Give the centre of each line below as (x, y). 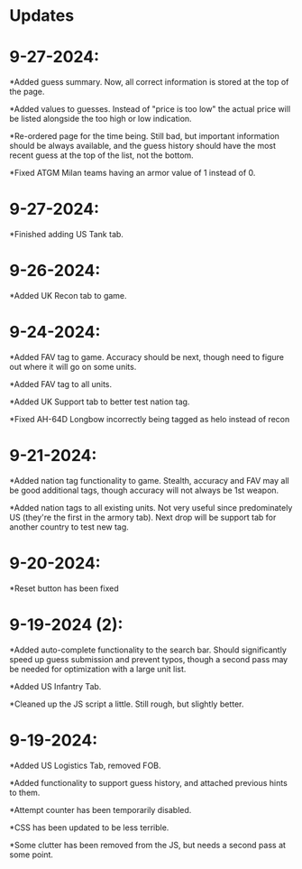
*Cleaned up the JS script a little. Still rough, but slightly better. (127, 704)
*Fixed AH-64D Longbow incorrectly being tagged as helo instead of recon (150, 419)
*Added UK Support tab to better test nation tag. (100, 402)
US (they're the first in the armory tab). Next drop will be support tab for (143, 517)
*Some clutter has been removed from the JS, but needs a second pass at (148, 845)
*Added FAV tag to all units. (61, 384)
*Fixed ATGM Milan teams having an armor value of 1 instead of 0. (133, 173)
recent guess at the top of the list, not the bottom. (101, 155)
